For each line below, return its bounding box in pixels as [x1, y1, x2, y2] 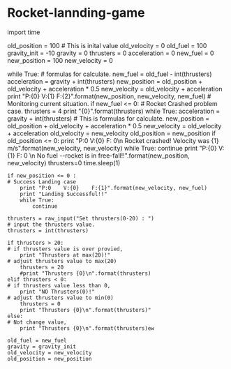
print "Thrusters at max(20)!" [20, 251, 111, 259]
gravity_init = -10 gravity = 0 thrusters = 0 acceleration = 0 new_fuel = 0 [7, 49, 214, 57]
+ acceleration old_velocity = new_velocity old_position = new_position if [7, 129, 216, 137]
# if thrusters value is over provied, [7, 246, 124, 253]
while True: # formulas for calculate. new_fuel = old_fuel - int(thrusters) [7, 70, 212, 78]
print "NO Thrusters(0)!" [20, 288, 96, 295]
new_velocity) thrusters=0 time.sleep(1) [7, 158, 121, 167]
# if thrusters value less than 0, [7, 282, 111, 289]
